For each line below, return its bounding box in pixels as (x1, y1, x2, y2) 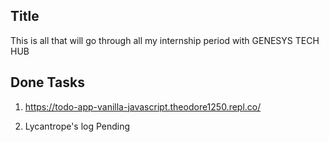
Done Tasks (10, 74, 85, 91)
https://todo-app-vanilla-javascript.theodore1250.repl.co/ (24, 100, 262, 113)
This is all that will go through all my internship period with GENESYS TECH (10, 34, 320, 46)
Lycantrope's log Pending (24, 120, 131, 132)
